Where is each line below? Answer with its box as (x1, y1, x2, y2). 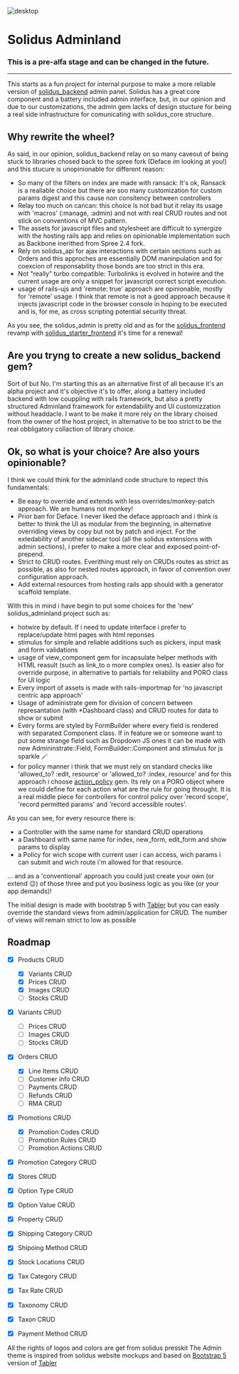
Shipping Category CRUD (17, 1229, 92, 1238)
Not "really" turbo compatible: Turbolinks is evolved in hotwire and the (17, 269, 224, 278)
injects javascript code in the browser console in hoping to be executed (17, 300, 228, 308)
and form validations (17, 645, 78, 654)
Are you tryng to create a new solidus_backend (7, 349, 221, 361)
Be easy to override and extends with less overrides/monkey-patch (17, 496, 215, 505)
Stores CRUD (17, 1172, 57, 1180)
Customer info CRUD (28, 1075, 90, 1083)
